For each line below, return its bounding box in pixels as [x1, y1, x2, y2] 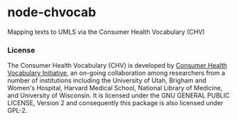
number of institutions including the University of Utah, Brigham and [7, 76, 206, 85]
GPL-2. [7, 107, 28, 115]
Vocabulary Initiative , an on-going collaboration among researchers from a [7, 68, 226, 78]
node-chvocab [7, 4, 97, 20]
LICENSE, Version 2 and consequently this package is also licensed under [7, 99, 224, 107]
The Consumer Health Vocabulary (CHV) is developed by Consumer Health [7, 61, 228, 70]
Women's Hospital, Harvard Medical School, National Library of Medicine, [7, 84, 223, 92]
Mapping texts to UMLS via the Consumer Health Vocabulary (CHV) [7, 28, 205, 36]
